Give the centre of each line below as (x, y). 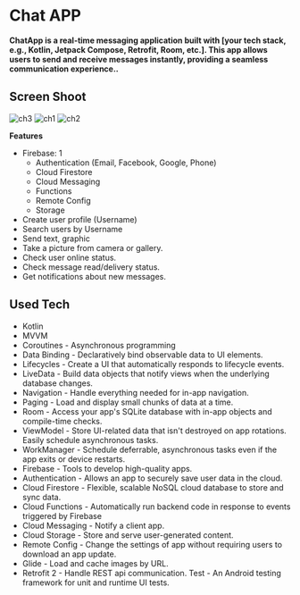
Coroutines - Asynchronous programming (99, 345)
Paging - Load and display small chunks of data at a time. (128, 402)
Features (26, 136)
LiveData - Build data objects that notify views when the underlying (146, 373)
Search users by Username (72, 229)
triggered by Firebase (62, 515)
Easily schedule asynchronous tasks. (90, 440)
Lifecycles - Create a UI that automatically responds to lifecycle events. (153, 364)
